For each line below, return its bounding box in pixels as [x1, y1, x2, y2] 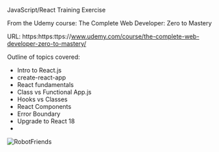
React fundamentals [16, 81, 74, 88]
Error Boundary [16, 110, 61, 118]
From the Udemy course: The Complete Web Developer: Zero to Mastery [7, 19, 212, 27]
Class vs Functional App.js [16, 88, 92, 96]
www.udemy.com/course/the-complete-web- [70, 32, 200, 40]
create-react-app [16, 73, 66, 81]
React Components [16, 103, 72, 110]
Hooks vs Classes [16, 95, 68, 103]
